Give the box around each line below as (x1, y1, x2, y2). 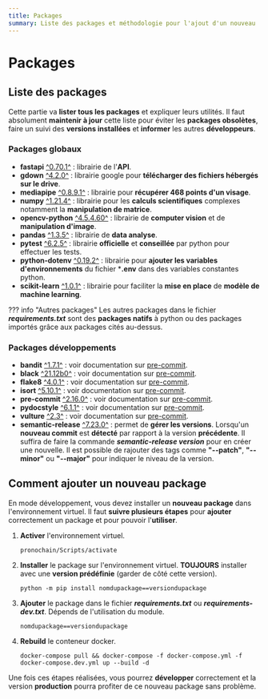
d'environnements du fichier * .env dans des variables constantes (19, 263, 239, 273)
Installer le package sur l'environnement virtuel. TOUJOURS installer (19, 560, 247, 569)
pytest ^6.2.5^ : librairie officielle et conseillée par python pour (19, 238, 230, 248)
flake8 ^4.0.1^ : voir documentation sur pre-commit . (19, 377, 190, 387)
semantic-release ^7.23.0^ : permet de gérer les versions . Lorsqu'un (19, 420, 250, 429)
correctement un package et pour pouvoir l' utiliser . (8, 515, 178, 524)
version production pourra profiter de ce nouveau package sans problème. (8, 681, 257, 691)
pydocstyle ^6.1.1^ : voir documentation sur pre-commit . (19, 403, 206, 412)
